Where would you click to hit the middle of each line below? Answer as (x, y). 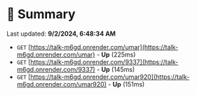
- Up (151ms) (126, 84)
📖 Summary (41, 14)
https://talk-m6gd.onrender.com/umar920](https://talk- (110, 77)
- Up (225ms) (116, 54)
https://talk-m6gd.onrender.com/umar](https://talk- (104, 47)
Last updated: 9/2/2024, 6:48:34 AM (61, 34)
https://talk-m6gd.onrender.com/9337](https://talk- (104, 61)
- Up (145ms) (116, 69)
